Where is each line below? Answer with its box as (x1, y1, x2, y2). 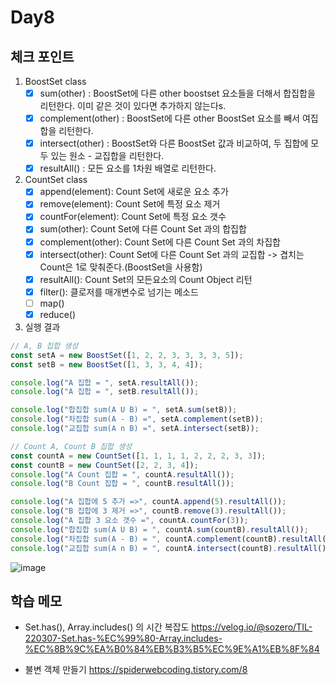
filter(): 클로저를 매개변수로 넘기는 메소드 (39, 286, 199, 298)
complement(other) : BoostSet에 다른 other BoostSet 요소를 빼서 (39, 112, 300, 125)
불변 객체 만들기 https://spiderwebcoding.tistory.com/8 (24, 664, 248, 676)
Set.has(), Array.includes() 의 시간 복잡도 (24, 621, 190, 633)
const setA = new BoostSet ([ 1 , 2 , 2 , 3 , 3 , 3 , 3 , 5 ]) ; (10, 350, 244, 360)
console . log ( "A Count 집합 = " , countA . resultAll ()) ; (10, 469, 235, 480)
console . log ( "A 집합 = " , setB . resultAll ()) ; (10, 387, 200, 397)
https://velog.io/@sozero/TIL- (191, 621, 313, 633)
